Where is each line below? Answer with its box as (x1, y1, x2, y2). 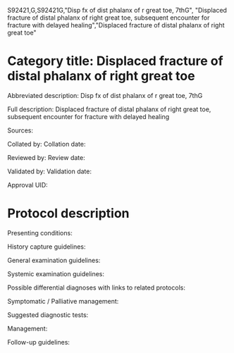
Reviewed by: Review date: (7, 153, 86, 161)
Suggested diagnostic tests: (7, 310, 89, 319)
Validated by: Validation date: (7, 167, 92, 175)
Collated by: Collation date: (7, 140, 86, 148)
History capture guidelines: (7, 242, 86, 251)
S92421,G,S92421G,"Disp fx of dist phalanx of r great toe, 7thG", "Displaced (7, 6, 228, 14)
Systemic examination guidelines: (7, 269, 104, 278)
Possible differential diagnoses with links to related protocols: (7, 283, 185, 292)
